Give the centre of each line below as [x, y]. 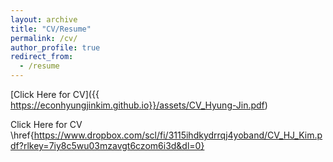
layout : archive [44, 19]
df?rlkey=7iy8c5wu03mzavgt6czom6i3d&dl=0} [107, 145]
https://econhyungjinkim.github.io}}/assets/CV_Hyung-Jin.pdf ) [139, 105]
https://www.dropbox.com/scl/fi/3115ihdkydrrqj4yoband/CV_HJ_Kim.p [178, 135]
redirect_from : [42, 57]
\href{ [22, 135]
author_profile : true [55, 47]
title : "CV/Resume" [51, 29]
